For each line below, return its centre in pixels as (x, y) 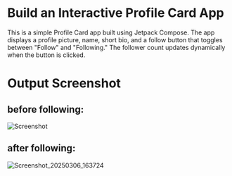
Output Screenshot (64, 83)
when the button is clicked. (46, 55)
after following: (41, 148)
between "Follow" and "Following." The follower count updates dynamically (116, 47)
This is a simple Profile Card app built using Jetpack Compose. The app (111, 32)
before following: (46, 109)
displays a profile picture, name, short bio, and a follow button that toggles (115, 39)
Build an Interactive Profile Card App (116, 13)
